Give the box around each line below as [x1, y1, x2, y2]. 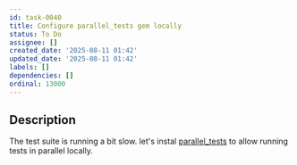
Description [9, 112, 76, 128]
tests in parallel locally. [9, 145, 94, 156]
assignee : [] [9, 37, 58, 47]
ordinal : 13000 [9, 79, 66, 88]
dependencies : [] [9, 71, 74, 80]
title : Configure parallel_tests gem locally [9, 21, 182, 30]
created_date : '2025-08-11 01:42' [9, 46, 139, 55]
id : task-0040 [9, 12, 63, 22]
